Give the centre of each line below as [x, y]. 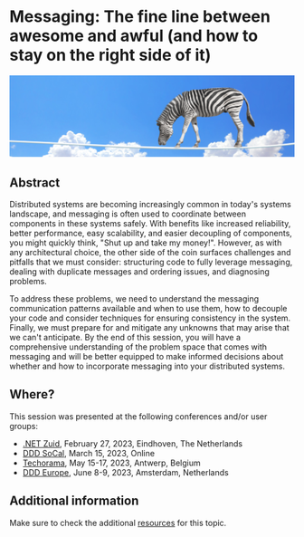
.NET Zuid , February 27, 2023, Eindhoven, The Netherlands [133, 443]
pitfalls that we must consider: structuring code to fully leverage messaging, [151, 262]
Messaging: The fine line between [140, 17]
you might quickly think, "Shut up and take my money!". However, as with [146, 243]
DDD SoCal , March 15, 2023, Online [89, 453]
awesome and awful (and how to [134, 36]
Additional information [74, 501]
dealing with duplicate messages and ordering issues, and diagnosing [139, 271]
